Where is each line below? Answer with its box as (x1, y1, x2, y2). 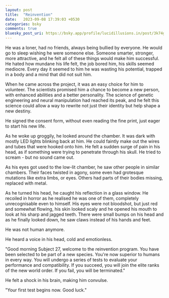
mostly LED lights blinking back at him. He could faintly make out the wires (5, 138, 160, 144)
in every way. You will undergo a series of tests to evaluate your (5, 257, 137, 263)
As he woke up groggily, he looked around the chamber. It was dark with (5, 133, 155, 139)
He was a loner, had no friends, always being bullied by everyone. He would (5, 45, 162, 50)
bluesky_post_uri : (5, 31, 44, 36)
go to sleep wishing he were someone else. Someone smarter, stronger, (5, 50, 154, 56)
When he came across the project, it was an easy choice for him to (5, 81, 144, 87)
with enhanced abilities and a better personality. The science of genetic (5, 92, 153, 98)
